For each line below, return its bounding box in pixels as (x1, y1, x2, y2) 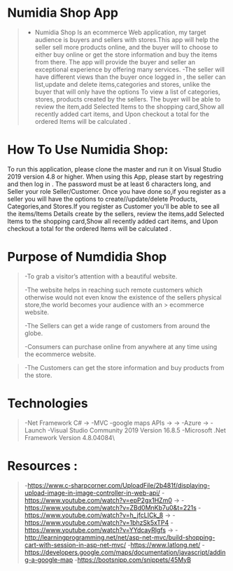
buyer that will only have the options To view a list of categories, (34, 87, 220, 96)
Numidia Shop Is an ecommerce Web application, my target (34, 28, 206, 36)
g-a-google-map (24, 555, 73, 564)
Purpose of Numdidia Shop (7, 249, 167, 265)
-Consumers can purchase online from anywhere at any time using (24, 342, 218, 351)
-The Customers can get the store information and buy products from (24, 363, 225, 372)
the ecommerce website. (24, 350, 97, 358)
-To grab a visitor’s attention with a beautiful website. (24, 272, 178, 281)
